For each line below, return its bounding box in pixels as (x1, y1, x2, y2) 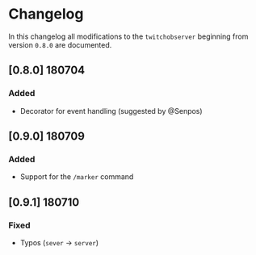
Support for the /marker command (19, 172, 134, 182)
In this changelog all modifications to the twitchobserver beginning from (8, 31, 249, 41)
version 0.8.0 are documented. (8, 40, 112, 49)
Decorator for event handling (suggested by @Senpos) (19, 106, 204, 115)
